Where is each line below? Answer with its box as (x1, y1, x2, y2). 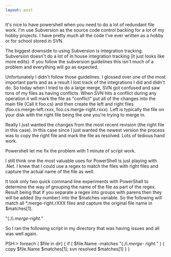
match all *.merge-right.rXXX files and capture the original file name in (5, 200, 153, 206)
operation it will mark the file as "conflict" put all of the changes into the (5, 95, 156, 101)
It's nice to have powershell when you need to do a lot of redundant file (5, 21, 155, 28)
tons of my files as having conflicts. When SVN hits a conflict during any (5, 90, 157, 96)
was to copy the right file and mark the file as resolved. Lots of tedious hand (5, 132, 165, 138)
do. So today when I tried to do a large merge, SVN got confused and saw (5, 85, 160, 91)
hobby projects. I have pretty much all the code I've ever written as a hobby (5, 32, 164, 38)
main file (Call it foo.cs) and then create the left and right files (5, 100, 134, 107)
